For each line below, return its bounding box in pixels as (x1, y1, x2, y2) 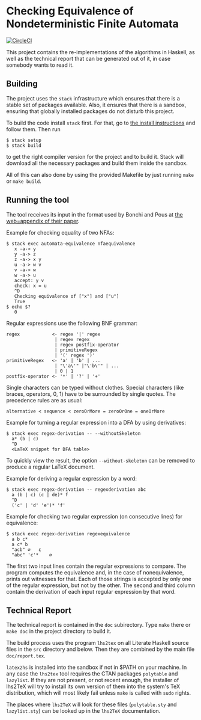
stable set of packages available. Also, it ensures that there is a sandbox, (6, 101, 187, 108)
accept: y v (14, 277, 44, 283)
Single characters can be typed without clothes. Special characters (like (6, 384, 184, 391)
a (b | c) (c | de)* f (11, 491, 68, 497)
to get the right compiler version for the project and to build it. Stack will (6, 153, 184, 160)
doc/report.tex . (6, 652, 46, 659)
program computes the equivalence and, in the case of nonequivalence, (6, 568, 184, 576)
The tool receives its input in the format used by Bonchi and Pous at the (6, 211, 183, 218)
